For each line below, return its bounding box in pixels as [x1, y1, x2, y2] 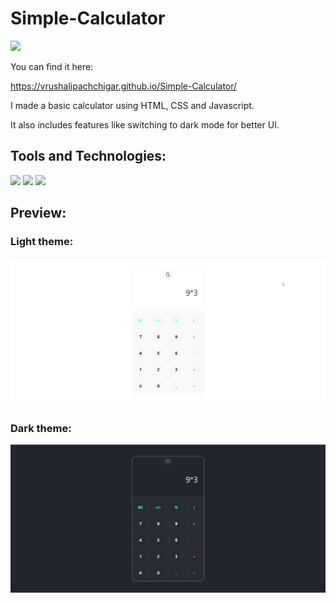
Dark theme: [10, 422, 72, 436]
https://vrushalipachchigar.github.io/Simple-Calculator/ [10, 80, 238, 92]
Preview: [10, 205, 67, 222]
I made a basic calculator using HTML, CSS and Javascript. [10, 99, 255, 111]
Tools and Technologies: [10, 148, 167, 165]
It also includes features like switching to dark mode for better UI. [10, 118, 280, 131]
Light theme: [10, 235, 74, 249]
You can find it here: [10, 60, 94, 72]
